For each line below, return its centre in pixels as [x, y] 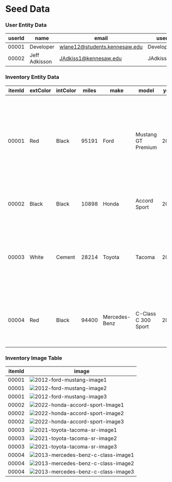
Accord [144, 200]
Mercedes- [117, 317]
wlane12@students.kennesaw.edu [101, 47]
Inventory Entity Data [32, 77]
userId [16, 38]
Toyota [111, 257]
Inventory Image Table [34, 358]
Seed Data [28, 9]
